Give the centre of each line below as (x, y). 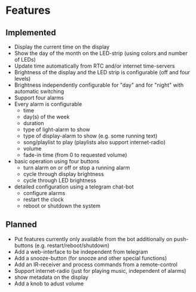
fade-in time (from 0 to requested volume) (75, 155)
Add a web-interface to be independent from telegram (81, 251)
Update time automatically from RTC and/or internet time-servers (94, 66)
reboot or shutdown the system (62, 206)
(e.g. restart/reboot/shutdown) (72, 245)
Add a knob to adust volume (49, 283)
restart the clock (43, 199)
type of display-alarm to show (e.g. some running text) (90, 136)
